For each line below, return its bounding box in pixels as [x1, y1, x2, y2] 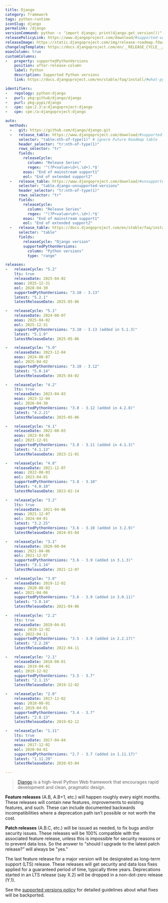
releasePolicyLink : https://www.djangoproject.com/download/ [5, 35, 135, 40]
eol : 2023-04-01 [14, 474, 48, 480]
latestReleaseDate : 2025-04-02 [14, 373, 79, 378]
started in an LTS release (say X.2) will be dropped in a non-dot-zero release [5, 872, 163, 878]
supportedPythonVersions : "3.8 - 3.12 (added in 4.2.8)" [14, 405, 135, 410]
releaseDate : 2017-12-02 [14, 696, 66, 701]
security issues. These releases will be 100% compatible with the [5, 830, 140, 836]
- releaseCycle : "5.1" [5, 308, 57, 313]
